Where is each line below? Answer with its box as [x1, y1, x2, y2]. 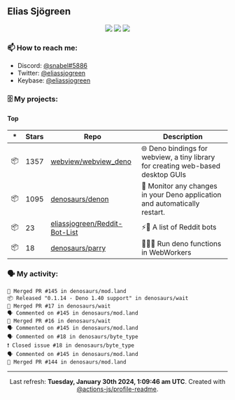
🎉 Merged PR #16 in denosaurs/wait [7, 317, 111, 324]
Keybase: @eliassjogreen [17, 76, 91, 85]
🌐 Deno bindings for [141, 143, 208, 153]
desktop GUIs [141, 170, 187, 180]
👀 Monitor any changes [141, 181, 218, 191]
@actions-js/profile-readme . [76, 385, 159, 393]
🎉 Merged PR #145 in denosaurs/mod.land [7, 287, 127, 294]
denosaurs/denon [50, 194, 110, 204]
